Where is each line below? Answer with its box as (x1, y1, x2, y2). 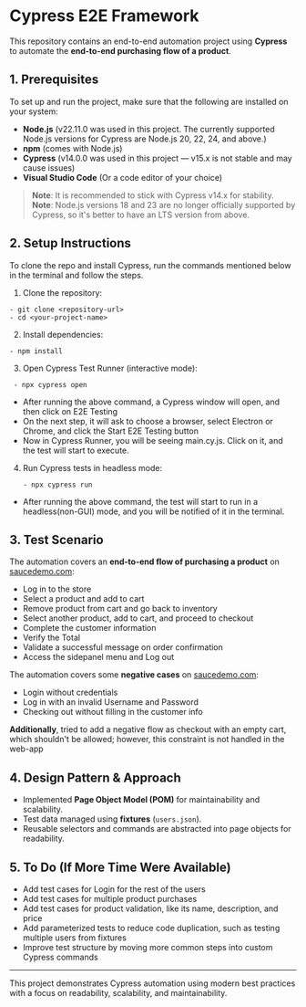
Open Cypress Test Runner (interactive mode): (22, 362, 198, 373)
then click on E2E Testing (22, 405, 118, 416)
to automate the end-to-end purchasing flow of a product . (9, 45, 232, 56)
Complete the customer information (22, 623, 157, 634)
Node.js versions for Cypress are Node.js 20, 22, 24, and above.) (22, 133, 267, 144)
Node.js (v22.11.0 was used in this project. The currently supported (22, 123, 275, 134)
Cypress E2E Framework (9, 5, 199, 26)
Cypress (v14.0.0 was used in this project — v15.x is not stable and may (22, 152, 293, 163)
